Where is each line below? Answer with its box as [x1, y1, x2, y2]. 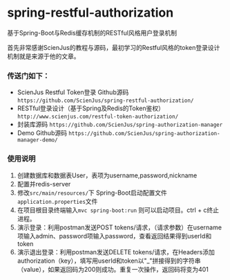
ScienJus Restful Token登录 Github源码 [17, 88, 129, 96]
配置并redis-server [17, 180, 71, 188]
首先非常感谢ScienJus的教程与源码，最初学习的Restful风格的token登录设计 [7, 43, 220, 51]
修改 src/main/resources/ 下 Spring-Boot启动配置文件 [17, 189, 167, 197]
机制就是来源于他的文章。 [7, 52, 80, 60]
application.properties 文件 [17, 197, 98, 205]
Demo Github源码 [17, 129, 68, 137]
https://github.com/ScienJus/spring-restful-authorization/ [17, 97, 194, 105]
